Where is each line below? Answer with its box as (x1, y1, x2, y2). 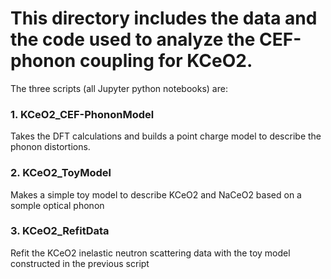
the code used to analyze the (10, 28, 256, 51)
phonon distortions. (10, 141, 91, 153)
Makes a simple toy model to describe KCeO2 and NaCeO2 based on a (10, 188, 302, 201)
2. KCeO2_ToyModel (10, 166, 112, 180)
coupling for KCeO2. (79, 50, 253, 72)
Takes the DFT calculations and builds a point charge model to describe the (10, 130, 322, 142)
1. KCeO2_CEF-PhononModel (10, 107, 155, 121)
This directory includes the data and (10, 7, 318, 30)
